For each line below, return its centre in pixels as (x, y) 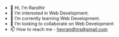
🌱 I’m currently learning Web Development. (55, 18)
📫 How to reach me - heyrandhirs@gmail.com (59, 29)
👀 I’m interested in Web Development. (49, 13)
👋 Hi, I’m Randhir (27, 8)
